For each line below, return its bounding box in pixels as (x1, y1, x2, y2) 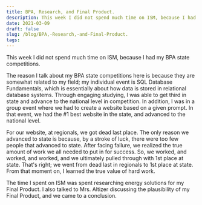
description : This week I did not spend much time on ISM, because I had (6, 15, 197, 21)
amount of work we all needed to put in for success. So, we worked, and (6, 148, 187, 155)
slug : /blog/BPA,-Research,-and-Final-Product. (6, 32, 129, 38)
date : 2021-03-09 (6, 20, 50, 26)
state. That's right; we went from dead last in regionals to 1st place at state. (6, 161, 194, 168)
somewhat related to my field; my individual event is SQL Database (6, 78, 173, 86)
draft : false (6, 25, 39, 32)
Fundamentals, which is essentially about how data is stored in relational (6, 85, 186, 92)
